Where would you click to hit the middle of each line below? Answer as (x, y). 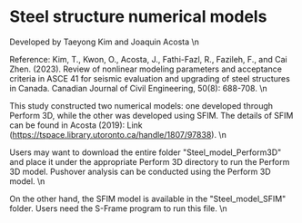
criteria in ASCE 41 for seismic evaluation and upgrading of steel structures (150, 78)
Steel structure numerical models (138, 17)
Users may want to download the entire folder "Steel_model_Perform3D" (146, 152)
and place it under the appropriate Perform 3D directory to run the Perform (150, 161)
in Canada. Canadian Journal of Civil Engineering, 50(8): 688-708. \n (138, 88)
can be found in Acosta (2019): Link (76, 125)
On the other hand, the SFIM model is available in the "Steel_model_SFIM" (148, 199)
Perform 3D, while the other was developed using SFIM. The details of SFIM (151, 115)
